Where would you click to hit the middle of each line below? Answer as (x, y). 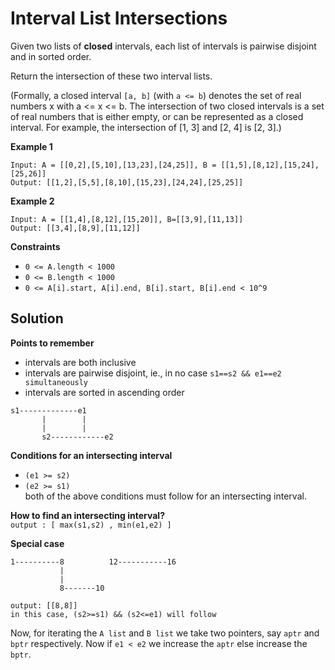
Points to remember (52, 343)
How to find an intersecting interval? (87, 515)
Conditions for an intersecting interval (91, 455)
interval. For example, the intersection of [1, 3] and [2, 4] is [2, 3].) (146, 127)
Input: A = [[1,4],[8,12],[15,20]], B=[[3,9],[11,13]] (127, 219)
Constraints (35, 246)
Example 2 (32, 201)
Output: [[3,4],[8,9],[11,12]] (75, 228)
